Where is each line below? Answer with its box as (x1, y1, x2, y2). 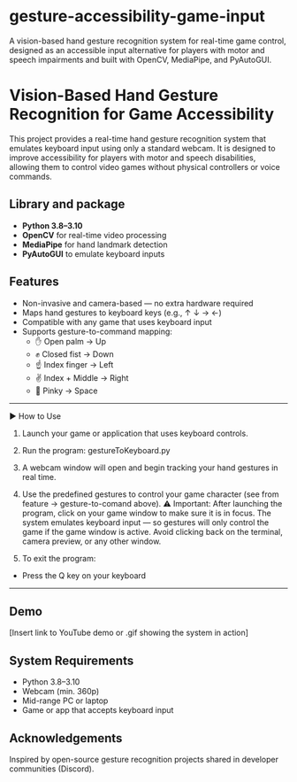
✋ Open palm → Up (34, 336, 107, 346)
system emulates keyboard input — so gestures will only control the (21, 516, 270, 528)
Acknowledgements (9, 731, 123, 746)
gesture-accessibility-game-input (9, 6, 265, 27)
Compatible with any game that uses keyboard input (21, 316, 212, 327)
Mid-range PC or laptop (21, 695, 109, 706)
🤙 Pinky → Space (34, 385, 98, 396)
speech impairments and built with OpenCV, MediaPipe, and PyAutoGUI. (9, 54, 272, 65)
